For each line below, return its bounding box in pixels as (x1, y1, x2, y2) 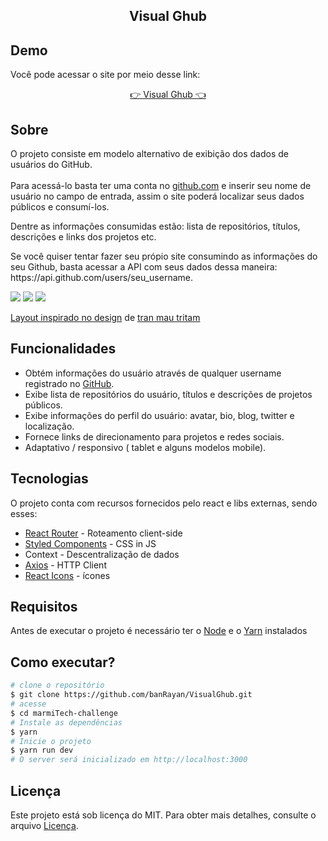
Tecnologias (10, 470, 89, 488)
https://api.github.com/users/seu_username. (10, 272, 193, 284)
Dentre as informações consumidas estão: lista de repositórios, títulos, (10, 220, 301, 233)
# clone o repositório (10, 680, 105, 691)
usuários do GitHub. (10, 159, 93, 171)
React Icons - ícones (24, 569, 111, 581)
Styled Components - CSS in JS (24, 537, 157, 549)
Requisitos (10, 599, 78, 616)
